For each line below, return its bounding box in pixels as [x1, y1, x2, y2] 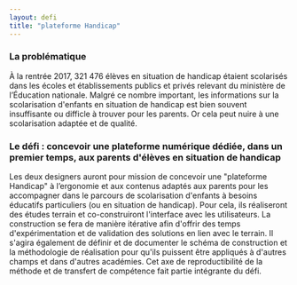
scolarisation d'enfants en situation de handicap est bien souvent [9, 99, 247, 109]
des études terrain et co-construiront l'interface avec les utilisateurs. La [9, 210, 271, 220]
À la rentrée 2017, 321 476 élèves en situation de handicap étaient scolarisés [9, 70, 288, 81]
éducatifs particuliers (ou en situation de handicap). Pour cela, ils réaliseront [9, 200, 288, 210]
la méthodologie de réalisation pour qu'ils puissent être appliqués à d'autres [9, 247, 286, 257]
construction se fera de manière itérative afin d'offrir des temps [9, 218, 241, 229]
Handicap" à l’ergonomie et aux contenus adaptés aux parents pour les [9, 181, 269, 192]
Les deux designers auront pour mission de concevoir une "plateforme [9, 171, 268, 182]
